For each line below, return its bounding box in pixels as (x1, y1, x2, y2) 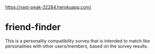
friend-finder (5, 22, 61, 33)
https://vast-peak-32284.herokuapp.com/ (5, 4, 91, 10)
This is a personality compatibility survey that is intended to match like (5, 38, 150, 44)
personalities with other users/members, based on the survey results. (5, 43, 148, 49)
